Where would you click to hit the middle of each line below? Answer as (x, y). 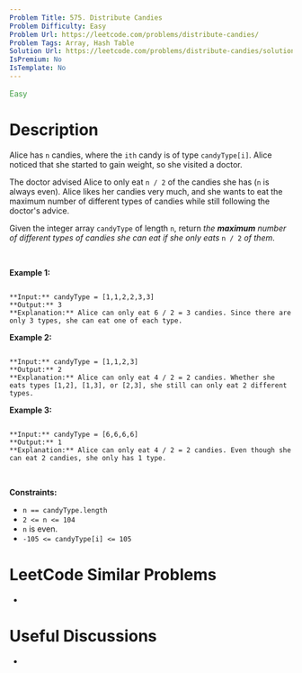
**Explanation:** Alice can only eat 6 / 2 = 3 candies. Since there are (151, 313)
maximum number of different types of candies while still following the (140, 201)
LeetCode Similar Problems (113, 575)
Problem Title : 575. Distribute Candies (86, 18)
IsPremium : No (36, 59)
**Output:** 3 (36, 305)
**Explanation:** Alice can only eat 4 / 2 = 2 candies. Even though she (151, 450)
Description (54, 130)
